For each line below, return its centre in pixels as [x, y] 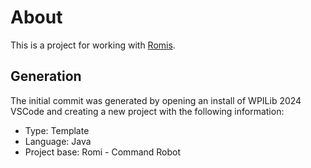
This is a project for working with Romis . [93, 45]
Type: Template [57, 130]
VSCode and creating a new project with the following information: [147, 111]
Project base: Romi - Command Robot [103, 152]
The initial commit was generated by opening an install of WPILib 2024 [156, 100]
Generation [46, 76]
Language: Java [58, 141]
